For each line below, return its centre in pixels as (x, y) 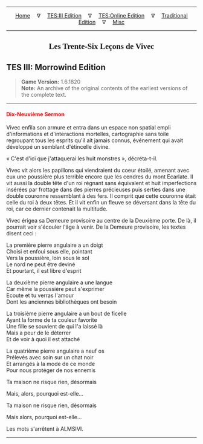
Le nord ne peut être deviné (41, 264)
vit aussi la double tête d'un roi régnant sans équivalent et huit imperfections (101, 183)
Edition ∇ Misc (101, 22)
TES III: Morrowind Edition (56, 67)
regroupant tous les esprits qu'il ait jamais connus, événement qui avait (95, 140)
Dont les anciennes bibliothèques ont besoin (62, 302)
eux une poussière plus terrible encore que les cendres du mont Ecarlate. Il (100, 177)
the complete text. (43, 95)
